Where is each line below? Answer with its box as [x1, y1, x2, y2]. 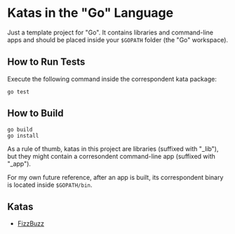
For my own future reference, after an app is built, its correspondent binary [7, 173, 224, 181]
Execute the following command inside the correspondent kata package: [7, 74, 217, 83]
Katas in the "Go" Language [7, 5, 174, 21]
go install [7, 132, 39, 139]
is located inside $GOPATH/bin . [7, 181, 93, 189]
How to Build [7, 108, 65, 119]
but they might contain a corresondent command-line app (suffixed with [7, 152, 216, 160]
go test [7, 88, 30, 96]
